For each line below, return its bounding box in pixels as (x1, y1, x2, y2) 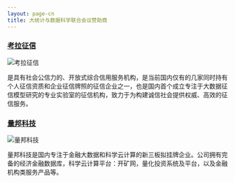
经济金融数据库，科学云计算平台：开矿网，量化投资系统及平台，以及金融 (19, 159, 228, 168)
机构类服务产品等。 (7, 168, 63, 177)
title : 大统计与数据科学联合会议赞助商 (7, 17, 108, 24)
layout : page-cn (7, 10, 55, 17)
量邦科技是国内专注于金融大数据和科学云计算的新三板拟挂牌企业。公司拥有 (7, 151, 222, 159)
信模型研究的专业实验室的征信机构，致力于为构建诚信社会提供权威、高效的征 (7, 90, 228, 98)
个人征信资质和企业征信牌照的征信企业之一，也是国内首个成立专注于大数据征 (7, 82, 228, 90)
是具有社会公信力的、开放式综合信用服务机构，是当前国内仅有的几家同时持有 (7, 73, 228, 81)
